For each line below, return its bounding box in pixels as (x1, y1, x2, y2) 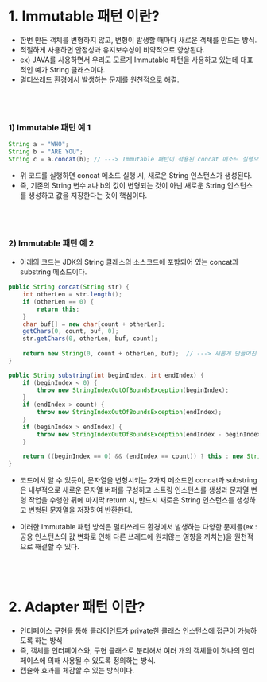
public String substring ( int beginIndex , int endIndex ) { (8, 371, 204, 379)
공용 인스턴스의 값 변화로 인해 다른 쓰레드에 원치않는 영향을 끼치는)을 (19, 532, 233, 541)
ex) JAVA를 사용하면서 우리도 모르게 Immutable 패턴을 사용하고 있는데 (19, 55, 239, 64)
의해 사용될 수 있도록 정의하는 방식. (47, 656, 157, 665)
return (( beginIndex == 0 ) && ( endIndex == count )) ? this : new (22, 452, 244, 461)
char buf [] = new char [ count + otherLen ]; (22, 320, 165, 328)
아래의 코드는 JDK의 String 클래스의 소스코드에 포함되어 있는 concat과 (19, 258, 239, 267)
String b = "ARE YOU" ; (8, 148, 83, 156)
